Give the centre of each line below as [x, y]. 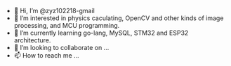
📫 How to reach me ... [46, 55]
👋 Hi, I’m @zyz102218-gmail [54, 11]
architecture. [32, 40]
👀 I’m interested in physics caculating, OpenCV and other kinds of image [119, 18]
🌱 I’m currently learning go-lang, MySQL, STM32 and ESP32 [101, 33]
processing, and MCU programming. [67, 25]
